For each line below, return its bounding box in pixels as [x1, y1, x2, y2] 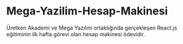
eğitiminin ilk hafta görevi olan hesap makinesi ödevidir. [6, 30, 145, 37]
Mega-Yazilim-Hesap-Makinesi [6, 4, 168, 18]
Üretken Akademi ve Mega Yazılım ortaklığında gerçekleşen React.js [6, 24, 178, 31]
